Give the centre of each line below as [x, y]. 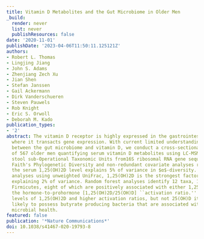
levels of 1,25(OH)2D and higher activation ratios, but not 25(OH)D [101, 198]
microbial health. [35, 210]
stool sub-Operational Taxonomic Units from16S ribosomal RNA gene [99, 159]
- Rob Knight [23, 108]
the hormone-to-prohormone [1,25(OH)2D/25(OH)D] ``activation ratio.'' [104, 193]
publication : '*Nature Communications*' [58, 221]
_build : [16, 18]
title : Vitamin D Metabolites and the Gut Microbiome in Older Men [93, 12]
